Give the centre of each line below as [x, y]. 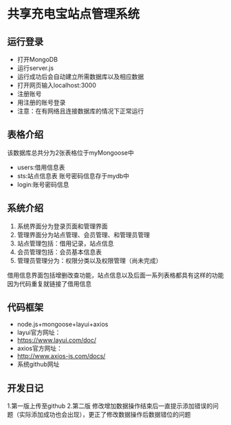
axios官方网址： [40, 349]
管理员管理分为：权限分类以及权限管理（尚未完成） [89, 260]
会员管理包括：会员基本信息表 [59, 252]
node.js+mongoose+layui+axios [63, 325]
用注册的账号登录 [41, 102]
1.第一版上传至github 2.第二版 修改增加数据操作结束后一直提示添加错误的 [110, 406]
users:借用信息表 [41, 167]
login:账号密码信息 [43, 184]
